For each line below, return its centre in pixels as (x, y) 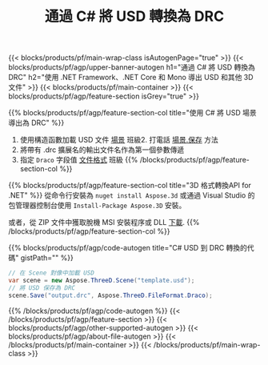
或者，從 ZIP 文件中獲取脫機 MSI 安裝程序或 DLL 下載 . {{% (104, 223)
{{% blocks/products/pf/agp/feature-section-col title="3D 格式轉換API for (130, 186)
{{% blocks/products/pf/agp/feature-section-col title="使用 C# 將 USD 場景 (133, 113)
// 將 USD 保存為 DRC (42, 288)
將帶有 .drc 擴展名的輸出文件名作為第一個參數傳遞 (102, 150)
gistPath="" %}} (47, 258)
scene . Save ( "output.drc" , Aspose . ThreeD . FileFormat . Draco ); (111, 295)
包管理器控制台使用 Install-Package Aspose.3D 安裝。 (97, 206)
